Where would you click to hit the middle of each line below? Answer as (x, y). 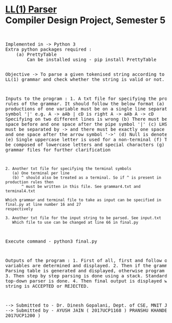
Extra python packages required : (49, 49)
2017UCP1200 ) (23, 315)
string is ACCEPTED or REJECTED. (47, 286)
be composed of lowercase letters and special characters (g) (85, 145)
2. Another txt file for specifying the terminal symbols (68, 168)
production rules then (29, 182)
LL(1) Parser (31, 9)
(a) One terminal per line (41, 173)
